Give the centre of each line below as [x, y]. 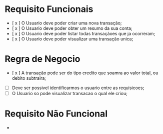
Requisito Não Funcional [56, 114]
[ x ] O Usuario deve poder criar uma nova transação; [67, 23]
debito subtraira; [29, 78]
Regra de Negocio [42, 59]
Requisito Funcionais [49, 9]
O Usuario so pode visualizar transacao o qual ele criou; [70, 93]
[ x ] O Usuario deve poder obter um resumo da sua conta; [72, 28]
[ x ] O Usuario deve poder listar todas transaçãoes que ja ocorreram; [83, 33]
